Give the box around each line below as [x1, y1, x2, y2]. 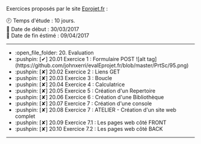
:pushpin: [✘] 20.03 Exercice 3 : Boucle [14, 75, 112, 81]
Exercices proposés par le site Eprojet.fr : [6, 5, 108, 12]
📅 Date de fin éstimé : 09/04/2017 [6, 32, 90, 39]
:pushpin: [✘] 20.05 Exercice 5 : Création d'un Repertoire [14, 87, 156, 94]
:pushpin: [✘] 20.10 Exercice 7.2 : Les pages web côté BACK [14, 125, 163, 132]
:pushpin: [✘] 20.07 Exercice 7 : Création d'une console [14, 100, 153, 107]
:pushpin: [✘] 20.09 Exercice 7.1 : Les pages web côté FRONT [14, 119, 167, 126]
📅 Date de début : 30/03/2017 [6, 26, 80, 32]
